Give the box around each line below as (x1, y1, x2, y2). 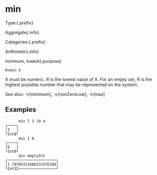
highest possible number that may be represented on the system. (5, 82, 139, 87)
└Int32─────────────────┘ (5, 166, 58, 171)
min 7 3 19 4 (18, 119, 46, 124)
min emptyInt (18, 153, 46, 158)
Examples (5, 105, 36, 114)
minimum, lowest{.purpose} (5, 58, 62, 64)
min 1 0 (18, 136, 35, 141)
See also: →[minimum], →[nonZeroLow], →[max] (5, 91, 105, 97)
